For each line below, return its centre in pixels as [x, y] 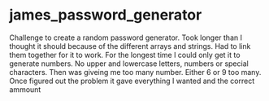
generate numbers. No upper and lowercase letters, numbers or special [129, 64]
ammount [25, 89]
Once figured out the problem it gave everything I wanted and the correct [132, 81]
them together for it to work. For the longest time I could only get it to [125, 55]
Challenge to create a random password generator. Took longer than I [126, 37]
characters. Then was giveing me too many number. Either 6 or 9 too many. [135, 72]
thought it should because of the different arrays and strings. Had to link [130, 46]
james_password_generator [106, 15]
